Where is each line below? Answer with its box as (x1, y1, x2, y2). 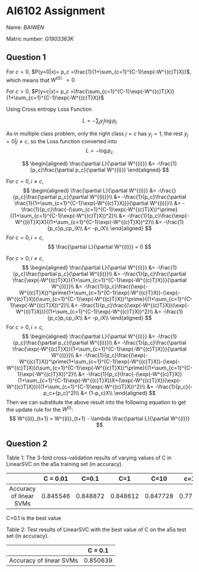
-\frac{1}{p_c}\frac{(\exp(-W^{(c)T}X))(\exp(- (79, 301, 190, 309)
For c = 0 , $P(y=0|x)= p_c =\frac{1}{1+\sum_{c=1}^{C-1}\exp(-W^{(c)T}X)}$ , (6, 68, 191, 75)
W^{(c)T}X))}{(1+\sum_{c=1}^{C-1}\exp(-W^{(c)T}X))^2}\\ (7, 383, 146, 390)
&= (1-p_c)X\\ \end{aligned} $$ (81, 389, 156, 396)
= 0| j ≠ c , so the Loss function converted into (6, 138, 117, 144)
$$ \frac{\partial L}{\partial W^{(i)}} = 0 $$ (47, 243, 152, 250)
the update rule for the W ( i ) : (6, 404, 73, 413)
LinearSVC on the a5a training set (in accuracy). (6, 461, 123, 468)
